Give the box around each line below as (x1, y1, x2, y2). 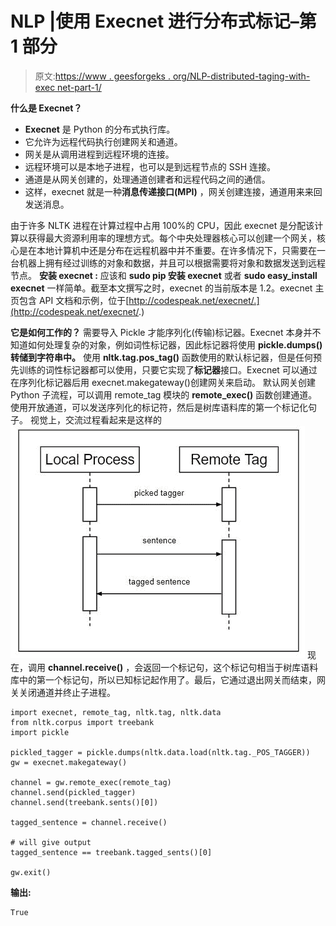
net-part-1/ (57, 81, 102, 93)
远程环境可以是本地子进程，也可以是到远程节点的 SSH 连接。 (24, 160, 277, 172)
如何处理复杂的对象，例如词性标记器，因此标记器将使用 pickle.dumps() (27, 338, 323, 351)
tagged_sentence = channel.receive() (10, 817, 168, 827)
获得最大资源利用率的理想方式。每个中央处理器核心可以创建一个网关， (27, 232, 317, 244)
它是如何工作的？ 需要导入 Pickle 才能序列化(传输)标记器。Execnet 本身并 (10, 326, 313, 338)
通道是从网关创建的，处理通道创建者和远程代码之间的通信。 (24, 173, 271, 185)
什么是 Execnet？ (10, 102, 83, 114)
